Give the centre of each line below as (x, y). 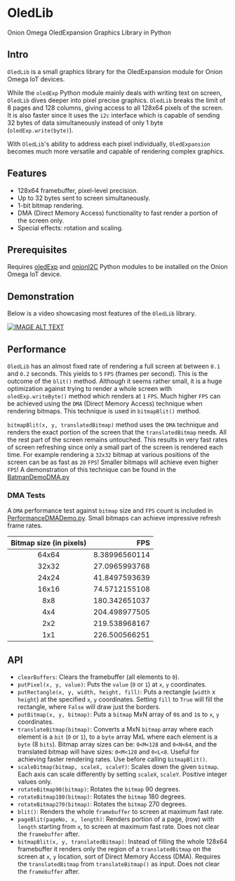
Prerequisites (37, 250)
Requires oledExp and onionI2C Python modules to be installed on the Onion (117, 267)
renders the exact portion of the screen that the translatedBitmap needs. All (117, 432)
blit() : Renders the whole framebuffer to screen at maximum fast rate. (121, 812)
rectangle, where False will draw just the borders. (89, 707)
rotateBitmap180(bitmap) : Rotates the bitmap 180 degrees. (102, 796)
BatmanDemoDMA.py (39, 477)
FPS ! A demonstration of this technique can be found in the (92, 469)
